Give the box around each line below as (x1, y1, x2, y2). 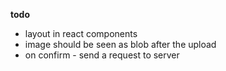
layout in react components (24, 28, 138, 39)
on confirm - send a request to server (24, 49, 180, 61)
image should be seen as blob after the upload (24, 39, 217, 50)
